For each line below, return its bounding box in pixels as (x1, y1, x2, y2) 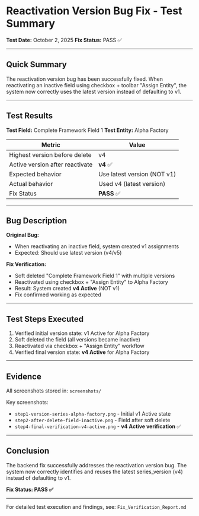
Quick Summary (6, 59, 67, 69)
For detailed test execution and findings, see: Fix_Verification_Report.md (6, 503, 187, 510)
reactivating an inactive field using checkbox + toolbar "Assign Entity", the (6, 81, 187, 88)
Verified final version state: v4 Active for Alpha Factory (14, 349, 150, 356)
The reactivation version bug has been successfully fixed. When (6, 75, 163, 83)
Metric (41, 141, 60, 149)
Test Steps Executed (6, 314, 84, 324)
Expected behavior (9, 170, 62, 178)
